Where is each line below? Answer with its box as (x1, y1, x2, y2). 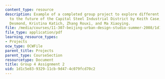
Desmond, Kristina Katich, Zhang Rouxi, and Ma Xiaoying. (9, 21, 131, 26)
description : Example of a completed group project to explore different (5, 12, 160, 17)
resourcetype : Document (5, 57, 54, 62)
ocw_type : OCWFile (5, 44, 43, 49)
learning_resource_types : (5, 35, 58, 40)
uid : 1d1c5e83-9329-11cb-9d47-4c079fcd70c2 (5, 67, 96, 72)
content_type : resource (5, 7, 54, 12)
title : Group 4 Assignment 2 (5, 62, 65, 67)
